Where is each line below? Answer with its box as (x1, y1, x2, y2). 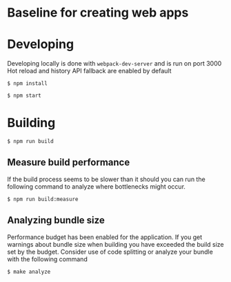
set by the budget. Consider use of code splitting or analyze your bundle (7, 247, 214, 256)
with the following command (7, 254, 88, 263)
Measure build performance (7, 157, 130, 169)
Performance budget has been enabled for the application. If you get (7, 233, 202, 241)
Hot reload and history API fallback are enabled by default (7, 67, 172, 75)
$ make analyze (7, 268, 51, 275)
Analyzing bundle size (7, 214, 105, 226)
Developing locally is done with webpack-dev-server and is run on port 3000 (7, 59, 222, 68)
